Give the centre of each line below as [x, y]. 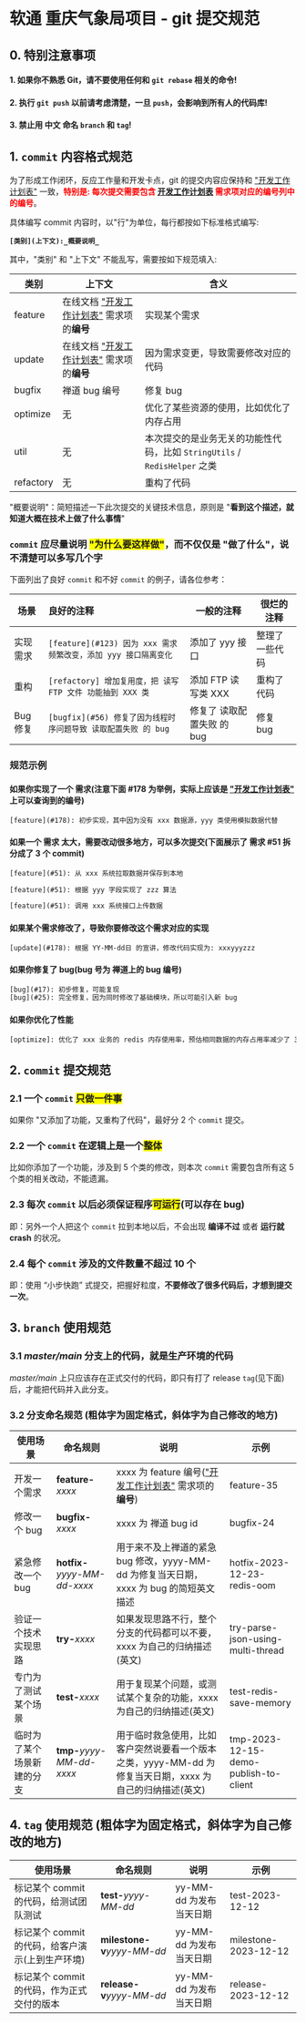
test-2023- [256, 1895]
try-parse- [253, 1628]
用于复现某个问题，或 [162, 1684]
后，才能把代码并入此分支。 [61, 1389]
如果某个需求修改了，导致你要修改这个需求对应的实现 [109, 928]
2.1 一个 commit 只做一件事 [66, 1098]
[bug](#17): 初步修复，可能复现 [65, 990]
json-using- [256, 1638]
